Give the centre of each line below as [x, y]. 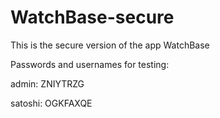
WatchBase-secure [92, 17]
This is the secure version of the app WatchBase [110, 45]
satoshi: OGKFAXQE [51, 103]
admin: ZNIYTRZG [47, 83]
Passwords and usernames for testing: [90, 64]
